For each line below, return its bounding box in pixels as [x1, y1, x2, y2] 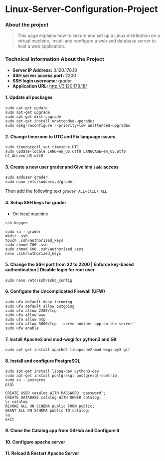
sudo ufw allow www [5, 313, 46, 318]
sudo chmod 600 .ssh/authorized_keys [5, 246, 84, 252]
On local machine [12, 211, 49, 217]
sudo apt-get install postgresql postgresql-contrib [5, 373, 117, 378]
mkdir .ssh [5, 233, 28, 238]
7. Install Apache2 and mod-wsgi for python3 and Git [5, 336, 117, 342]
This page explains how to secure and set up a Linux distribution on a [17, 32, 161, 38]
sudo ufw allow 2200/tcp [5, 308, 57, 313]
